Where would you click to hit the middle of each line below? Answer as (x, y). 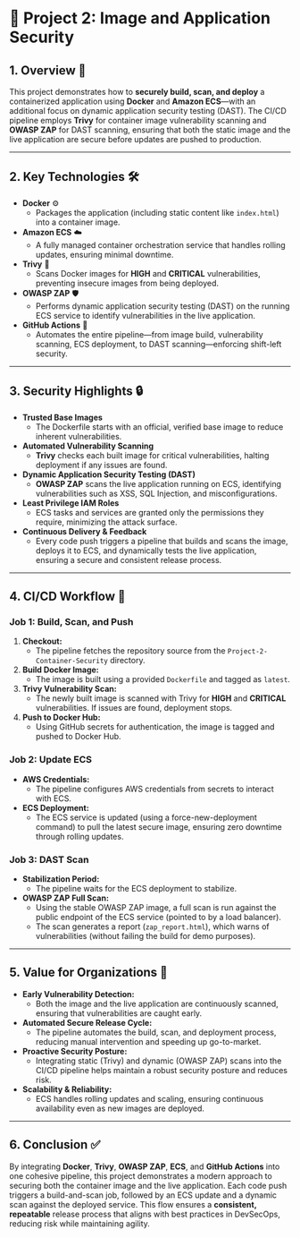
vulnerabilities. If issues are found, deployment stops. (134, 708)
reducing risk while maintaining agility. (79, 1223)
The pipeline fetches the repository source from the (130, 651)
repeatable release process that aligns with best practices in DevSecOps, (145, 1214)
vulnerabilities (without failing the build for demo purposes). (146, 935)
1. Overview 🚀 (48, 70)
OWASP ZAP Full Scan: (66, 898)
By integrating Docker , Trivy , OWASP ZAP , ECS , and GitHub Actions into (145, 1166)
